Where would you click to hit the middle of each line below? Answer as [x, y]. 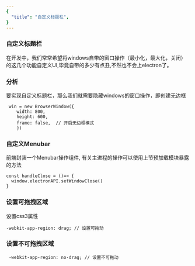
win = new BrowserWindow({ [41, 106]
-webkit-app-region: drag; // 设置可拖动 [55, 228]
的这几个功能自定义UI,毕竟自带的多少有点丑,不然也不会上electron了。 [89, 65]
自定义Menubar [28, 144]
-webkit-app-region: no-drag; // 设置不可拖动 [63, 257]
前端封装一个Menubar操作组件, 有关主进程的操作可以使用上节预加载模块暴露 [98, 158]
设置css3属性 [22, 216]
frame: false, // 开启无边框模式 [55, 123]
